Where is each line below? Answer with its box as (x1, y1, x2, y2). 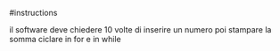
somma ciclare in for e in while (9, 34, 122, 44)
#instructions (9, 8, 58, 18)
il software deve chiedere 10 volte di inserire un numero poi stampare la (9, 25, 272, 34)
